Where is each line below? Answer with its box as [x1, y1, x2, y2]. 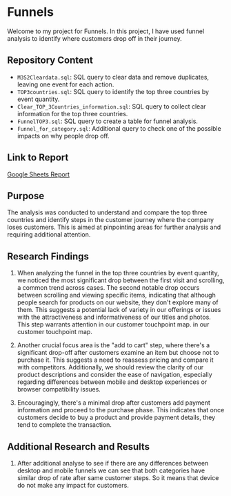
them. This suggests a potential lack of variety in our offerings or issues [17, 306, 221, 314]
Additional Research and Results [7, 441, 150, 452]
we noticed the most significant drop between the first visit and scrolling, [17, 276, 225, 284]
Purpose [7, 190, 45, 201]
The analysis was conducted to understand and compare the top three [7, 208, 208, 217]
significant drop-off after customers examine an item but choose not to [17, 349, 219, 357]
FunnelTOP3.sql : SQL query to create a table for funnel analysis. [17, 117, 199, 125]
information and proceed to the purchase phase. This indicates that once [17, 406, 225, 414]
